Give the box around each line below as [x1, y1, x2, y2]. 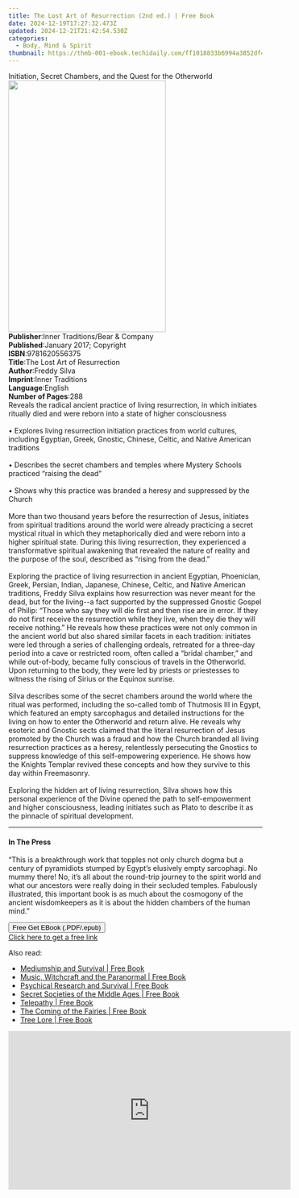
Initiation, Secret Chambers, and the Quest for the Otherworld [8, 72, 213, 81]
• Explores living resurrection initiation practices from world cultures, [8, 426, 238, 435]
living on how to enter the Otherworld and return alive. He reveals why [8, 717, 242, 726]
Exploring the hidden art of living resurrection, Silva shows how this [8, 786, 233, 794]
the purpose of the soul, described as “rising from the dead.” [8, 554, 211, 564]
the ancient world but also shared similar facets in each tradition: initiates [8, 632, 251, 640]
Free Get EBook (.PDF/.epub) [12, 923, 102, 932]
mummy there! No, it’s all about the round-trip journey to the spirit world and [8, 872, 262, 882]
